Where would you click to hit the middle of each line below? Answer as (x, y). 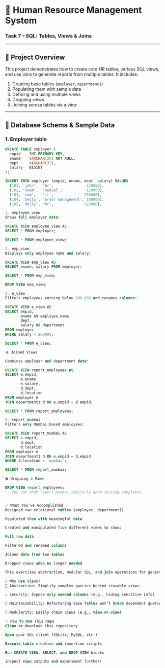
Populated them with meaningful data (44, 519)
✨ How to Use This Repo (30, 621)
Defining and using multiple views (46, 94)
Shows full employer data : (33, 217)
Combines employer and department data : (47, 361)
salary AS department (42, 325)
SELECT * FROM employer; (30, 231)
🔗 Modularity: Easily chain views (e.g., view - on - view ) (63, 613)
